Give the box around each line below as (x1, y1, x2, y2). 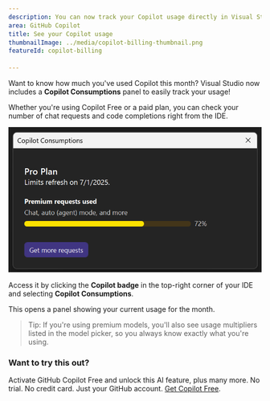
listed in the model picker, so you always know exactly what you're (27, 328, 249, 338)
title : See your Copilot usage (8, 30, 113, 38)
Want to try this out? (8, 357, 90, 368)
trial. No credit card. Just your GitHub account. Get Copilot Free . (8, 384, 221, 394)
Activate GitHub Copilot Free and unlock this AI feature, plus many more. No (8, 375, 260, 385)
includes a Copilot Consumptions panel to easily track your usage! (8, 87, 231, 96)
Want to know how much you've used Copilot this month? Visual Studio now (8, 79, 260, 88)
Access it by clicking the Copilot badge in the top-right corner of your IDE (8, 280, 253, 289)
